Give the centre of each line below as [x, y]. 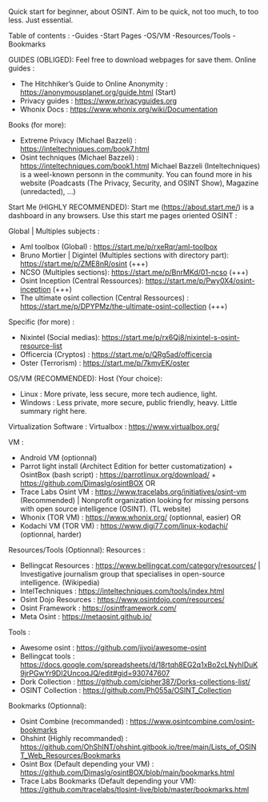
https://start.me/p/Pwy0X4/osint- [200, 281]
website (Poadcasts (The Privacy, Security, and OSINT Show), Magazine [139, 183]
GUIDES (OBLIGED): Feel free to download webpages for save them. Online [132, 60]
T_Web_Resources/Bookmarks [70, 755]
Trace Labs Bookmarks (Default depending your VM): [108, 781]
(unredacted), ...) [48, 191]
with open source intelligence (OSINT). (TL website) [106, 509]
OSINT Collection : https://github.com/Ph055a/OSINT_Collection [126, 690]
